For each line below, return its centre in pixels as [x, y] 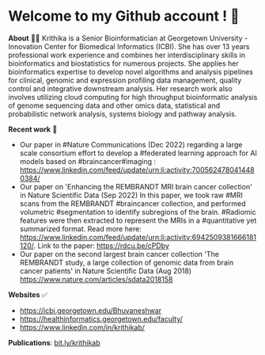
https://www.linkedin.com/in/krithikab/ [82, 327]
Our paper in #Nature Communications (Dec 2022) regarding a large [131, 144]
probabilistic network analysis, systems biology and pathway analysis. [123, 113]
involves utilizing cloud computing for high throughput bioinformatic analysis [133, 97]
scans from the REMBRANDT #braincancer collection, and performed [132, 203]
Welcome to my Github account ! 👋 [124, 16]
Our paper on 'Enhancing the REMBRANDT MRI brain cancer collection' [136, 186]
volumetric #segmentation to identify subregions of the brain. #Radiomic [138, 212]
